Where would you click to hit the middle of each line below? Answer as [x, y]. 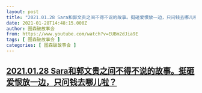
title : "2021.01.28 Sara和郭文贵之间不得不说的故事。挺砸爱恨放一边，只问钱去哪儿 [100, 17]
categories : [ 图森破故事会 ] [41, 46]
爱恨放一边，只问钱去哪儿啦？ [62, 82]
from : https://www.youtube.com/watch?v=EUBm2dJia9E [72, 34]
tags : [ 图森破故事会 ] [33, 40]
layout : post [23, 12]
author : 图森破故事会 [31, 28]
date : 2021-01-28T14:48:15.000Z [47, 23]
